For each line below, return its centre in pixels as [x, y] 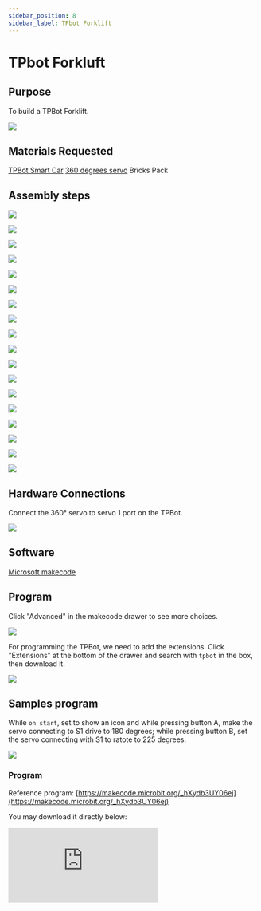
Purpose [30, 92]
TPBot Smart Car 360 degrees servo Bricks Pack [88, 170]
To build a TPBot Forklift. [49, 111]
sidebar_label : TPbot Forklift [60, 23]
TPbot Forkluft [57, 63]
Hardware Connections [67, 493]
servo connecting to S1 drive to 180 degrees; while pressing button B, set [128, 732]
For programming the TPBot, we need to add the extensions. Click [117, 646]
